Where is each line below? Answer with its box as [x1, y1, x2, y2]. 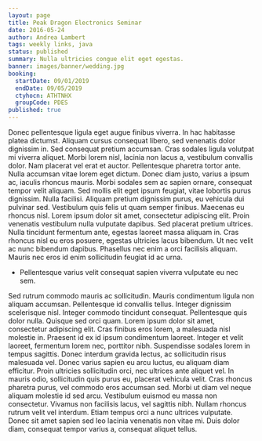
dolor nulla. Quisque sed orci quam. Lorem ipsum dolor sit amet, [8, 316, 216, 325]
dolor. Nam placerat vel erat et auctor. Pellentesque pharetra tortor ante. [8, 161, 242, 170]
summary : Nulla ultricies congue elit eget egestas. [8, 56, 184, 63]
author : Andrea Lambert [8, 33, 86, 42]
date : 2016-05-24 [8, 26, 65, 34]
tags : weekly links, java [8, 41, 93, 49]
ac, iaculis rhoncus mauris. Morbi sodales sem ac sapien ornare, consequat [8, 178, 253, 186]
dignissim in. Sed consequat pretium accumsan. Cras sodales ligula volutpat [8, 144, 255, 154]
